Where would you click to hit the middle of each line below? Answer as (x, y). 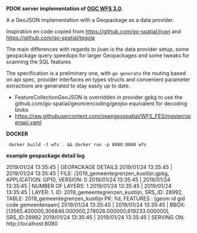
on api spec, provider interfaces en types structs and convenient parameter (98, 80)
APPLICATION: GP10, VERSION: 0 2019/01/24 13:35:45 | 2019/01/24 (88, 179)
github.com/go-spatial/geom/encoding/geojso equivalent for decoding (101, 103)
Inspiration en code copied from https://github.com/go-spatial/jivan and (94, 31)
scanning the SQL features (38, 62)
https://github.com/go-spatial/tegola (51, 38)
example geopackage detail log (45, 156)
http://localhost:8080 (32, 224)
